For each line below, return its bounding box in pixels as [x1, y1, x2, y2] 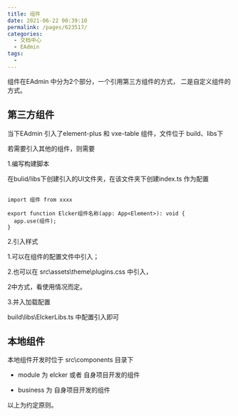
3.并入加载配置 [7, 297, 51, 306]
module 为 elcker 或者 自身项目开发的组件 [17, 370, 140, 379]
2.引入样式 [7, 237, 38, 245]
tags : [7, 50, 24, 58]
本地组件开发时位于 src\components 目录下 [7, 356, 134, 364]
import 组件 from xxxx [7, 196, 73, 203]
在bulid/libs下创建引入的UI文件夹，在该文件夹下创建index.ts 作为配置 [7, 174, 209, 183]
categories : [7, 30, 43, 38]
